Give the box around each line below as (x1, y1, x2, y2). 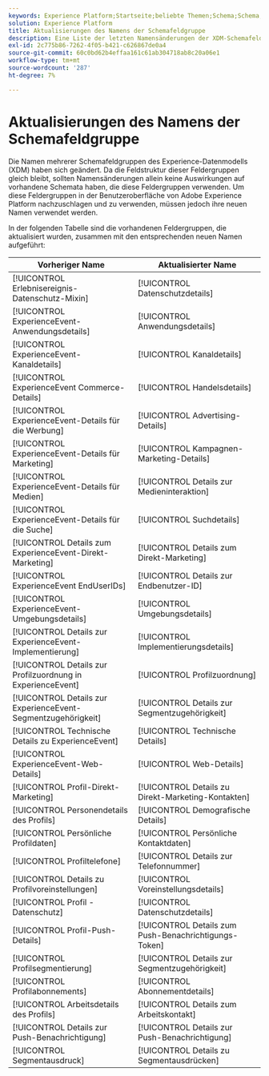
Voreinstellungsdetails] (137, 883, 224, 894)
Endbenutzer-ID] (137, 580, 203, 591)
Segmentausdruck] (12, 1054, 85, 1066)
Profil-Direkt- (66, 781, 120, 792)
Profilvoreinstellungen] (12, 883, 98, 894)
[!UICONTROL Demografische (137, 804, 251, 816)
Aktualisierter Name (158, 259, 237, 270)
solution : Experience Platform (8, 19, 113, 27)
